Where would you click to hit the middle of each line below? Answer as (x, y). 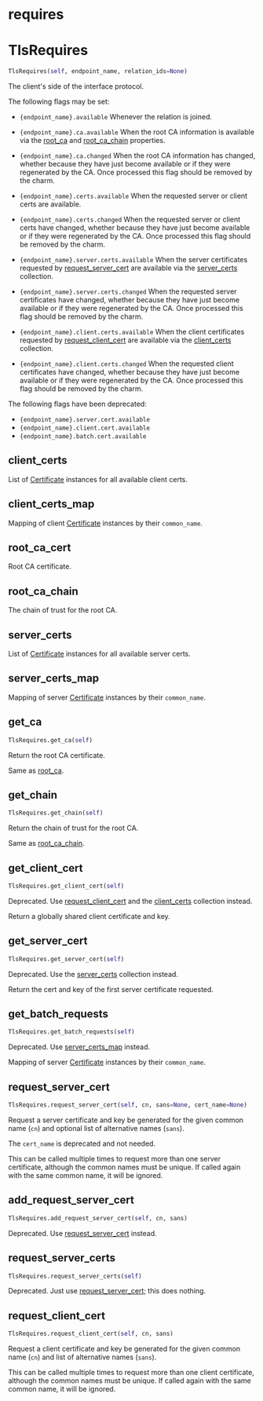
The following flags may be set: (59, 101)
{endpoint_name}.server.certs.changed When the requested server (128, 291)
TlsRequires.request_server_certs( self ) (75, 1276)
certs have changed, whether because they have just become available (135, 228)
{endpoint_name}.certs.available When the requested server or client (133, 196)
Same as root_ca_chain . (46, 843)
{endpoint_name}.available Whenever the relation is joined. (115, 117)
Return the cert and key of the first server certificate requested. (111, 989)
